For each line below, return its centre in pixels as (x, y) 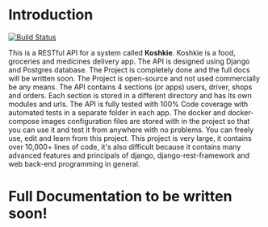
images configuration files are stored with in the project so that (146, 121)
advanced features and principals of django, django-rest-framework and (129, 155)
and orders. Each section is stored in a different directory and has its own (130, 95)
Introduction (51, 15)
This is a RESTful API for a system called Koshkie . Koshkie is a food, (122, 52)
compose (24, 121)
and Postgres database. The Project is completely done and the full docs (129, 69)
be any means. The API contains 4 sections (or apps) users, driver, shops (130, 87)
